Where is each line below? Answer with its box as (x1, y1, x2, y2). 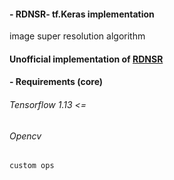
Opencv (9, 130, 42, 142)
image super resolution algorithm (9, 30, 146, 42)
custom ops (9, 161, 55, 171)
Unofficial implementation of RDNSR (9, 53, 164, 65)
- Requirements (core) (9, 76, 104, 88)
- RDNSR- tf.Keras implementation (9, 8, 155, 20)
